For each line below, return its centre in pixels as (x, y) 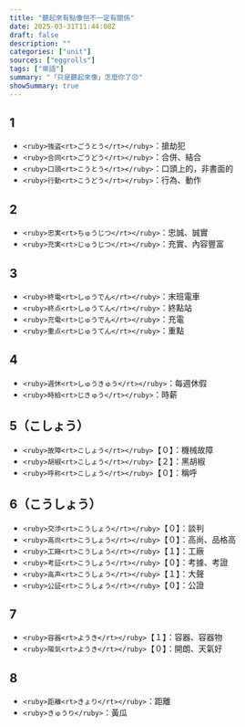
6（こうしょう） (56, 505)
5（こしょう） (49, 426)
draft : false (34, 35)
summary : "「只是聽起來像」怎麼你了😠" (76, 78)
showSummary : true (44, 86)
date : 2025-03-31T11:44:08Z (63, 26)
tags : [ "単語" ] (37, 69)
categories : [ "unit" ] (51, 52)
